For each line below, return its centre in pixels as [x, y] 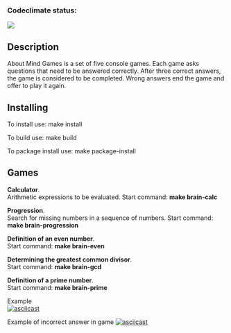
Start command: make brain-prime [57, 287]
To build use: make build [42, 137]
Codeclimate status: [42, 10]
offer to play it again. [37, 86]
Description [33, 47]
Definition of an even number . [51, 239]
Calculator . [24, 189]
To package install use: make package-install [72, 151]
